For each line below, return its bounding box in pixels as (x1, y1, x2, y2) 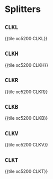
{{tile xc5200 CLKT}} (4, 168, 48, 174)
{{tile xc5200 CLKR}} (4, 89, 48, 95)
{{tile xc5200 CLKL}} (4, 36, 48, 41)
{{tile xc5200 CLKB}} (4, 115, 48, 121)
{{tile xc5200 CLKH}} (4, 62, 48, 68)
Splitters (4, 4, 41, 15)
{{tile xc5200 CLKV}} (4, 142, 48, 148)
